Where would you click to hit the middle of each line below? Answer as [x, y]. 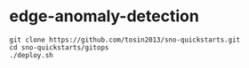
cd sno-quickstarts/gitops [59, 47]
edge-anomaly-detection [104, 16]
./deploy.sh [31, 55]
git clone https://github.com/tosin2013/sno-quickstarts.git [125, 40]
